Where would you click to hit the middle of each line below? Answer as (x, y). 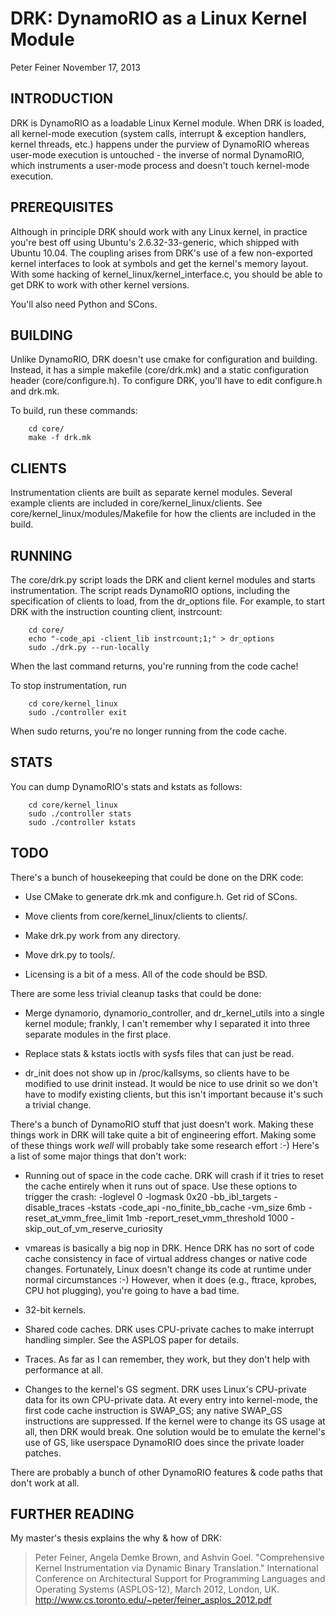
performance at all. (64, 1369)
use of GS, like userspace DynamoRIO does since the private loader (164, 1442)
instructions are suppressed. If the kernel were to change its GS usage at (175, 1421)
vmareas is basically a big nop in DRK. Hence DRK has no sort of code (169, 1248)
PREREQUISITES (62, 207)
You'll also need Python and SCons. (84, 304)
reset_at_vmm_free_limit (74, 1218)
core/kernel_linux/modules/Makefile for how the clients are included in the (163, 514)
